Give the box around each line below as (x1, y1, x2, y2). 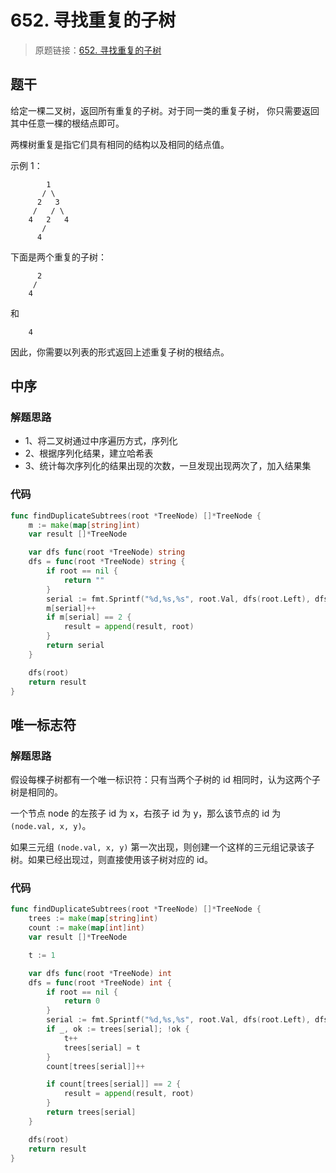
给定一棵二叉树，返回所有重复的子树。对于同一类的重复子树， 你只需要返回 (10, 104, 320, 116)
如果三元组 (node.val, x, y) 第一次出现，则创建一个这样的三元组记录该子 (10, 841, 315, 853)
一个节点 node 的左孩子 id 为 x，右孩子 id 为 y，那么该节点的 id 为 (10, 807, 282, 820)
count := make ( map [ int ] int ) (28, 923, 145, 933)
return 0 (63, 996, 101, 1006)
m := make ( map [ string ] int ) (28, 520, 141, 530)
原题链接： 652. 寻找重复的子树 (34, 44, 162, 56)
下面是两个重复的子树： (10, 251, 107, 263)
